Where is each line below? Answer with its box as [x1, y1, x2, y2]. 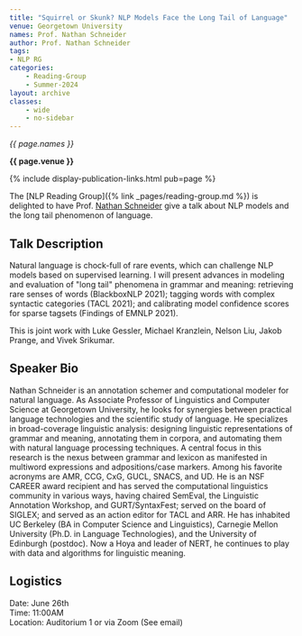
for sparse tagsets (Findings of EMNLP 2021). [9, 307, 178, 318]
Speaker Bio [9, 361, 79, 377]
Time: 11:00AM [9, 607, 65, 618]
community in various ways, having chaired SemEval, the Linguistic [9, 490, 260, 501]
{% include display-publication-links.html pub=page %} [9, 173, 216, 185]
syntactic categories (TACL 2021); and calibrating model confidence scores [9, 298, 290, 309]
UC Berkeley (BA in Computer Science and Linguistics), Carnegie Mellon [9, 519, 279, 530]
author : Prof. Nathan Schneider [9, 38, 131, 48]
